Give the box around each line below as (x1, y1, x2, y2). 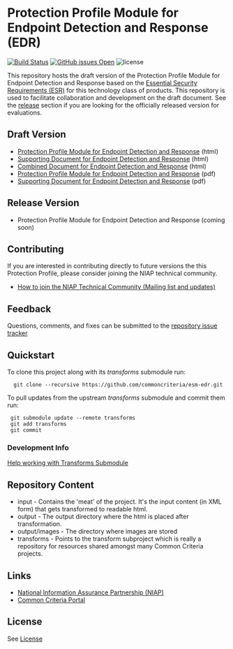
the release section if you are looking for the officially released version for (7, 101, 220, 109)
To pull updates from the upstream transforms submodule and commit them (7, 393, 225, 402)
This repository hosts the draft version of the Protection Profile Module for (7, 71, 220, 80)
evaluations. (7, 108, 43, 117)
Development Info (7, 442, 69, 452)
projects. (17, 550, 43, 558)
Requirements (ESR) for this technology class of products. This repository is (7, 86, 225, 94)
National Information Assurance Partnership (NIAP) (17, 588, 164, 597)
